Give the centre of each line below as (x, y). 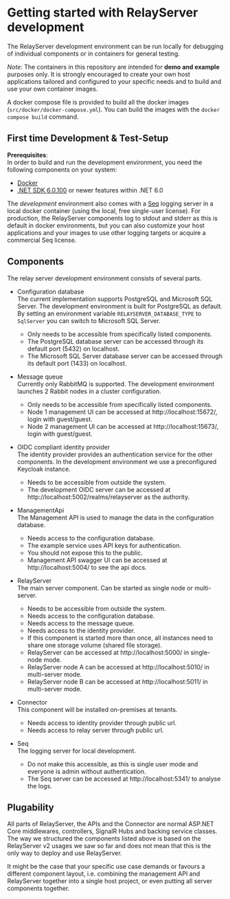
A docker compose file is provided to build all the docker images (98, 102)
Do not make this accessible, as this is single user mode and (113, 764)
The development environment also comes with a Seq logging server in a (111, 203)
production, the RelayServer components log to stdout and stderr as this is (113, 218)
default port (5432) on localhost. (73, 348)
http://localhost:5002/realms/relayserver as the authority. (108, 497)
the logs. (40, 786)
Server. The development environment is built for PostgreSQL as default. (120, 306)
